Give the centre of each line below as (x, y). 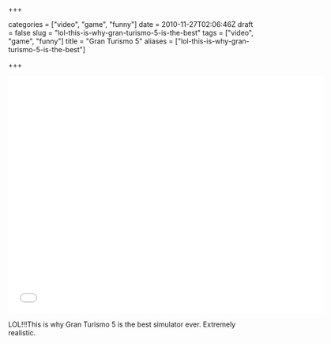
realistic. (22, 333)
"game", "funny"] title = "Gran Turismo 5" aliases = (91, 41)
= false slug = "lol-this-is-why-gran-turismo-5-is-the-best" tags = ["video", (131, 33)
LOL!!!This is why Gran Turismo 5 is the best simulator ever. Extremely (122, 324)
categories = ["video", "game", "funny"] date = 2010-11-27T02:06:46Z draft (131, 24)
